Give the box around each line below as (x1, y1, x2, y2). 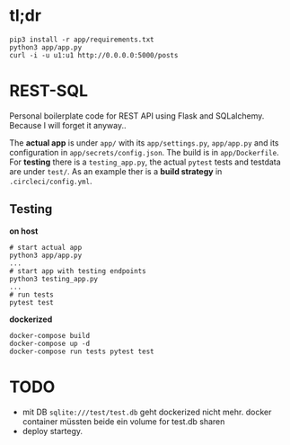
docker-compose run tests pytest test (9, 347, 154, 356)
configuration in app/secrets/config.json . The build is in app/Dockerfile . (9, 147, 280, 157)
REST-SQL (9, 81, 88, 102)
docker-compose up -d (9, 339, 91, 348)
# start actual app (9, 243, 83, 252)
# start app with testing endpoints (9, 266, 146, 275)
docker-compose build (9, 331, 91, 340)
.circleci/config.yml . (9, 175, 92, 186)
